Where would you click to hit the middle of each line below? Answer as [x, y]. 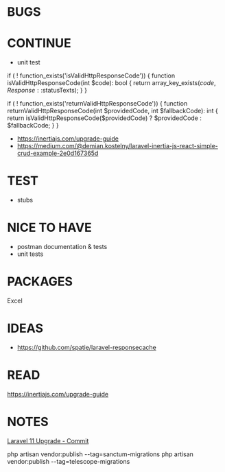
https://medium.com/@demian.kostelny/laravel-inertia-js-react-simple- [117, 146]
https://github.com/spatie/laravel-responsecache [86, 347]
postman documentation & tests [62, 247]
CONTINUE [39, 44]
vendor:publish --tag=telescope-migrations [69, 461]
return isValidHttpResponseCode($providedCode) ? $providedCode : [105, 118]
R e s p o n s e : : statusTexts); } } [47, 91]
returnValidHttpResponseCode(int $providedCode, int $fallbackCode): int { [113, 111]
